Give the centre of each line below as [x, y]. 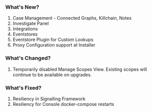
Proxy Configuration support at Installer [54, 45]
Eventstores [25, 34]
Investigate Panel [31, 23]
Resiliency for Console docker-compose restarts [63, 104]
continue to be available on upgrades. [52, 74]
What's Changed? [28, 58]
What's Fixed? [23, 88]
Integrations [25, 29]
